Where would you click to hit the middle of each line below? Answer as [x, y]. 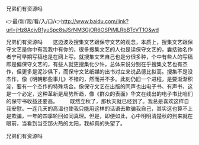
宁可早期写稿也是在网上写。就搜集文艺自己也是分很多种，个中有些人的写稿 [102, 57]
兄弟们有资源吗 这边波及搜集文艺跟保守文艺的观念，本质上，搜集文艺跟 [97, 42]
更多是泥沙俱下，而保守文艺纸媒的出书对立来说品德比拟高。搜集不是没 [107, 72]
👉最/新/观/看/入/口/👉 [34, 21]
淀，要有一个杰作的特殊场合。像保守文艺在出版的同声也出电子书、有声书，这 [99, 86]
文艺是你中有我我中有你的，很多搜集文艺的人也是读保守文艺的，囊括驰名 [99, 49]
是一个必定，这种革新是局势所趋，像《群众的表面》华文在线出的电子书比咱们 [99, 94]
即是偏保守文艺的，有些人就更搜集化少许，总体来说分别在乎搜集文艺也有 [94, 64]
